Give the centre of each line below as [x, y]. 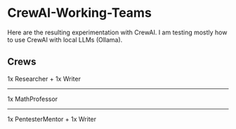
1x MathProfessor [33, 99]
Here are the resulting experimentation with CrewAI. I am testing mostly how [117, 32]
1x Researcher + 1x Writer [44, 79]
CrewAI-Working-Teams [80, 13]
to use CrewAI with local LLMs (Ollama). [65, 39]
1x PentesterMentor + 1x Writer [52, 119]
